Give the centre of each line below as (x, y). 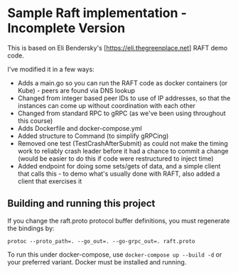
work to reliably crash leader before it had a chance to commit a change (123, 151)
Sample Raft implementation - (97, 13)
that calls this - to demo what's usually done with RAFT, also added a (119, 173)
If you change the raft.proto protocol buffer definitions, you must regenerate (119, 220)
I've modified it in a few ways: (51, 69)
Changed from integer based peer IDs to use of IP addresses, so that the (124, 98)
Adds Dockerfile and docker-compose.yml (80, 128)
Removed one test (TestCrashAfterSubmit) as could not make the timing (123, 143)
